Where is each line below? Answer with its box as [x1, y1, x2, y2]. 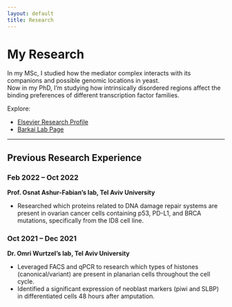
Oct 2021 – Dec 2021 [7, 234, 77, 243]
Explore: [7, 104, 31, 113]
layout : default [7, 10, 54, 17]
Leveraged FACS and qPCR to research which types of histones [17, 263, 199, 271]
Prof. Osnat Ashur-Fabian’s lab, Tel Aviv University [7, 188, 155, 197]
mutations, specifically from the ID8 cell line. [17, 216, 144, 225]
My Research [7, 46, 85, 62]
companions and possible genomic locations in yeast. [7, 77, 160, 85]
